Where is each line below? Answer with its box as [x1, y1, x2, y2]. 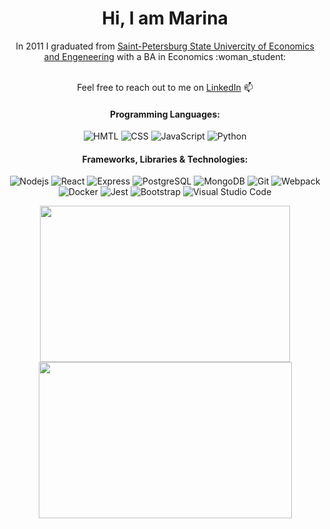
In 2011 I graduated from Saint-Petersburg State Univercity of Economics [15, 40, 315, 52]
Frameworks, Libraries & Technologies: [81, 153, 249, 165]
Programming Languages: [110, 108, 220, 120]
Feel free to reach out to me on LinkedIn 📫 [76, 81, 254, 93]
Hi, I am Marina [101, 7, 229, 30]
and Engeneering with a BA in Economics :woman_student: [43, 50, 287, 62]
